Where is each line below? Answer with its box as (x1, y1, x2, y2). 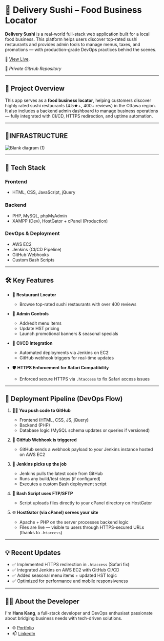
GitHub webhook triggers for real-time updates (19, 355, 114, 360)
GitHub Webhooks (12, 252, 49, 258)
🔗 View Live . (5, 56, 30, 62)
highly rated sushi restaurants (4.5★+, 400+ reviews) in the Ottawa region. (5, 102, 156, 108)
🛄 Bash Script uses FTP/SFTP (12, 491, 73, 497)
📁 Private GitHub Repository (5, 66, 62, 71)
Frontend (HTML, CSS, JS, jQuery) (19, 417, 89, 423)
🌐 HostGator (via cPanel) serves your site (12, 509, 99, 516)
